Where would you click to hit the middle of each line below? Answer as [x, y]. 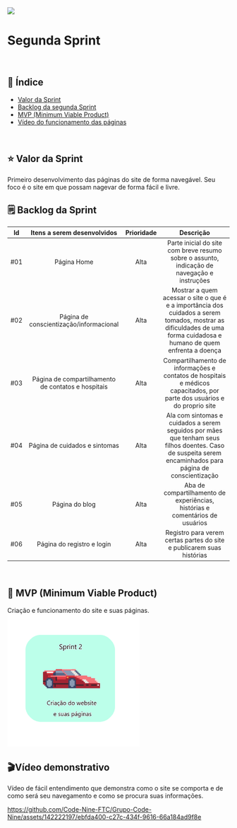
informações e [195, 368]
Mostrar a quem [195, 290]
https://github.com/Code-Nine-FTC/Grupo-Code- [79, 809]
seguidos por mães [195, 430]
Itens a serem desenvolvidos [74, 232]
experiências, [195, 500]
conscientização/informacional [74, 324]
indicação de [195, 265]
